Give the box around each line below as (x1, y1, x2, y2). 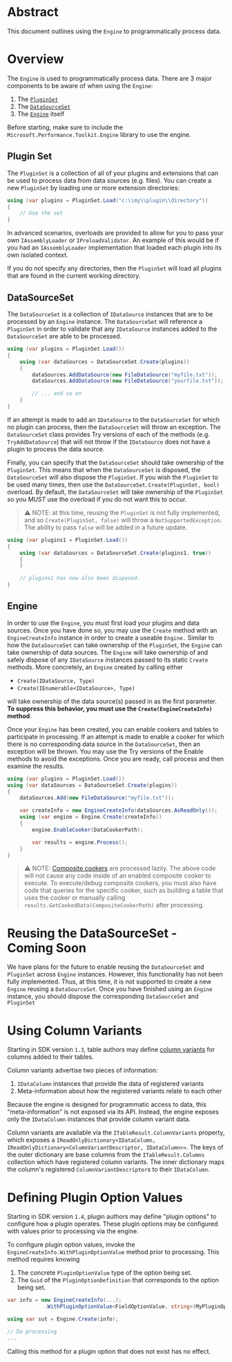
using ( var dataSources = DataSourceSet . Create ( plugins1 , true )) (19, 550, 212, 556)
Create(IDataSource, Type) (17, 678, 95, 684)
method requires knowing (7, 1255, 80, 1264)
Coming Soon (7, 940, 86, 956)
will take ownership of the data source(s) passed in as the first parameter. (7, 697, 217, 705)
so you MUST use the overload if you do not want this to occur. (7, 495, 187, 503)
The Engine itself (17, 109, 65, 118)
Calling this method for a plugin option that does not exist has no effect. (7, 1347, 211, 1355)
